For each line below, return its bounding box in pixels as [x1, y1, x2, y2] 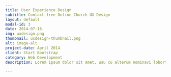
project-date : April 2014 [5, 45, 60, 50]
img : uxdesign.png [5, 31, 44, 36]
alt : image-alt [5, 41, 38, 46]
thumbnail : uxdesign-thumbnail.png [5, 36, 81, 41]
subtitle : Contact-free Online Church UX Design [5, 12, 110, 17]
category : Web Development [5, 55, 63, 60]
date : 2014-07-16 [5, 27, 42, 32]
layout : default [5, 17, 40, 22]
